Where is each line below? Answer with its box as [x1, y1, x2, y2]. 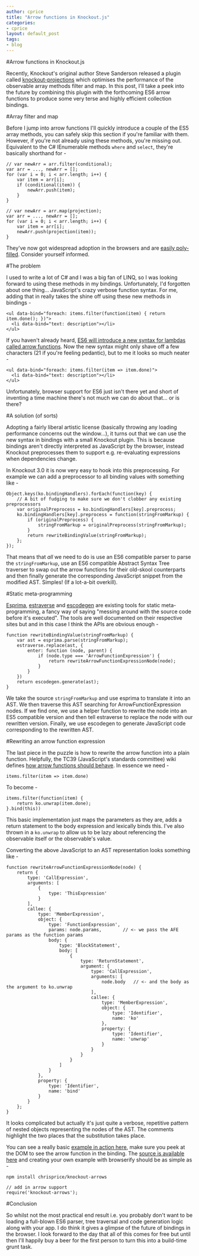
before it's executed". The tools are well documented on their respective [6, 614, 182, 621]
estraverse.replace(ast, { [17, 642, 84, 648]
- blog [6, 42, 23, 48]
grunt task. [6, 1243, 33, 1250]
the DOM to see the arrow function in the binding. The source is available [6, 1150, 185, 1157]
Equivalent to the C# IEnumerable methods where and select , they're [6, 143, 174, 150]
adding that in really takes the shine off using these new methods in [6, 293, 171, 300]
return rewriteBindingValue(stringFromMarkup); [27, 532, 147, 538]
